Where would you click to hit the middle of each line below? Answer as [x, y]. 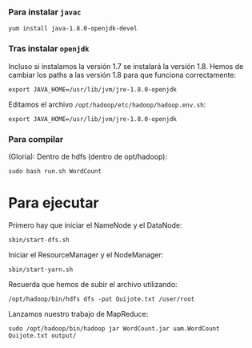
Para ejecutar [54, 203]
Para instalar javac [45, 12]
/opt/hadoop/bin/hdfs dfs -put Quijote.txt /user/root [102, 299]
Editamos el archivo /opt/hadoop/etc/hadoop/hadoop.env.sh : [107, 104]
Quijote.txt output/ [43, 335]
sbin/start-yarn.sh [41, 269]
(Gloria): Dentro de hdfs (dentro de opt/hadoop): [88, 156]
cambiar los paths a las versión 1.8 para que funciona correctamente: [122, 75]
